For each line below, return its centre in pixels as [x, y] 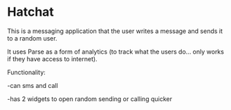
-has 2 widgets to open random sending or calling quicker [90, 99]
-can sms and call [33, 85]
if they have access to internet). [53, 58]
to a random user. [32, 38]
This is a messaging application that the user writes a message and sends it [115, 31]
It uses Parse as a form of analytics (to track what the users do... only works [116, 52]
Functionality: [27, 72]
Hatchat [30, 12]
